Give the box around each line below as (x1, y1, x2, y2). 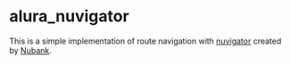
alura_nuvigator (9, 6, 129, 27)
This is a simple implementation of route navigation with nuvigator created (9, 36, 282, 46)
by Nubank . (9, 44, 52, 55)
